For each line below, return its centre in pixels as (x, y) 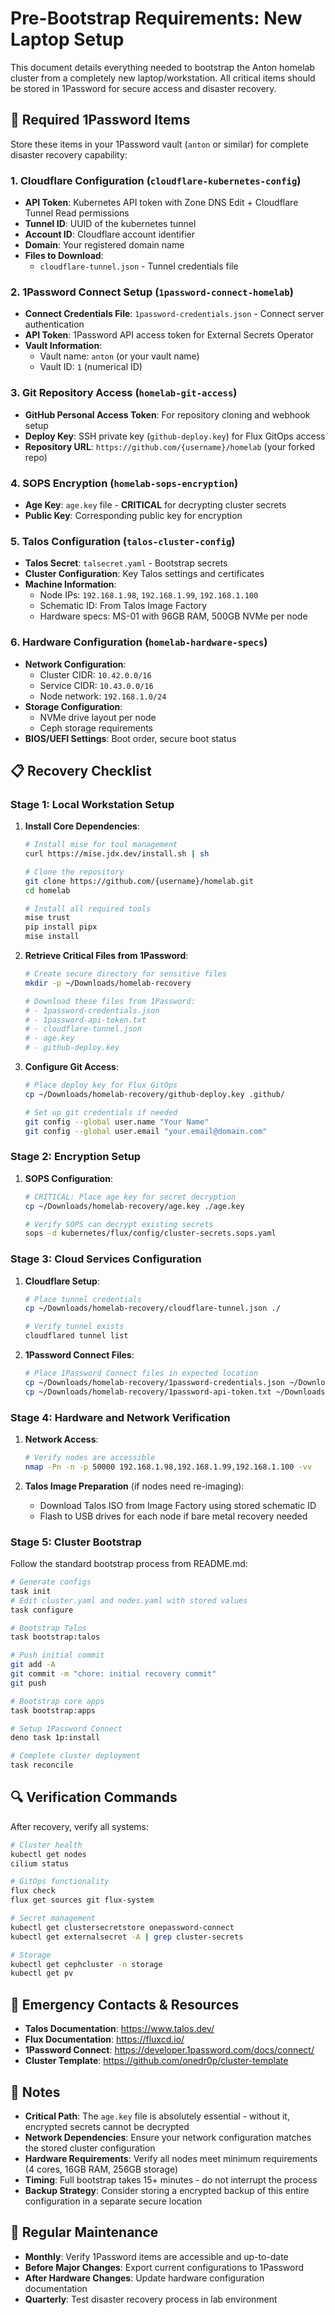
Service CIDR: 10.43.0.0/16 (96, 685)
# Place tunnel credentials (83, 1299)
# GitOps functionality (60, 1882)
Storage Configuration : (73, 706)
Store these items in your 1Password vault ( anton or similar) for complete (159, 144)
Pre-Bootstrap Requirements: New (156, 18)
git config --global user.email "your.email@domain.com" (146, 1131)
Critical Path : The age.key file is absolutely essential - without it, (157, 2116)
